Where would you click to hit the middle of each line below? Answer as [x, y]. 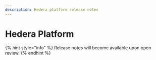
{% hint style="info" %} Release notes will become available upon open [78, 48]
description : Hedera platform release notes [52, 10]
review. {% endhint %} [28, 53]
